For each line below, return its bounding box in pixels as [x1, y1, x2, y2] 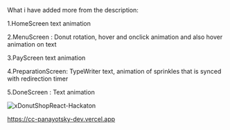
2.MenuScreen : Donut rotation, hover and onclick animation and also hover [7, 33, 223, 41]
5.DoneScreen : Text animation [7, 88, 95, 96]
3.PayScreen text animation [7, 54, 86, 62]
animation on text [7, 40, 57, 48]
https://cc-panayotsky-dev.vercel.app [7, 115, 116, 123]
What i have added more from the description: [7, 6, 139, 14]
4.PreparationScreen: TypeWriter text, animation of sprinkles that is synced [7, 67, 222, 75]
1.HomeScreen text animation [7, 19, 91, 27]
